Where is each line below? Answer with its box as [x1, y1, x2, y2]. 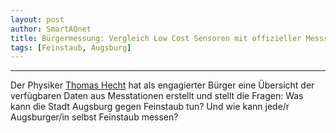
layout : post [10, 14, 65, 25]
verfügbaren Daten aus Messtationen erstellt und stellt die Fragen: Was [10, 90, 304, 102]
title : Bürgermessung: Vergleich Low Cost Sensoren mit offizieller [10, 33, 302, 43]
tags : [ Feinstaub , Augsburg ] [10, 42, 132, 53]
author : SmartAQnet [10, 24, 92, 34]
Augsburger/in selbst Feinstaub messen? [10, 111, 179, 123]
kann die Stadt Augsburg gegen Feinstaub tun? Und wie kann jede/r [10, 101, 290, 113]
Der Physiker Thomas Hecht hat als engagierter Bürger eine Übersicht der [10, 79, 315, 91]
